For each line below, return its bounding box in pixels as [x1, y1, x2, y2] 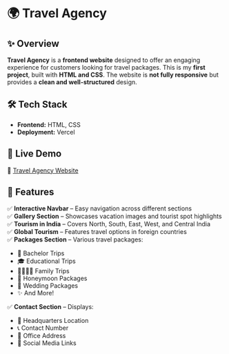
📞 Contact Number [17, 324, 69, 332]
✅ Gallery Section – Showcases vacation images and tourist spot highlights [7, 212, 222, 221]
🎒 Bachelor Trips [17, 249, 65, 257]
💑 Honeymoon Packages [17, 274, 88, 283]
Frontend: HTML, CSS [17, 120, 81, 128]
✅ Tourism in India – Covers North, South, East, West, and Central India [7, 220, 210, 228]
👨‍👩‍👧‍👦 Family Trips [17, 267, 70, 275]
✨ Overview [7, 37, 60, 49]
